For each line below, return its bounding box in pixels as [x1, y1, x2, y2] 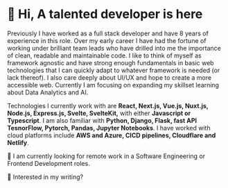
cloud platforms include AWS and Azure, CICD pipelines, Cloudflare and [7, 131, 216, 139]
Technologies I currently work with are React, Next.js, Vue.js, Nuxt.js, [7, 101, 209, 110]
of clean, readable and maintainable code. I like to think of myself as [7, 51, 202, 60]
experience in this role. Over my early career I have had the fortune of [7, 36, 207, 44]
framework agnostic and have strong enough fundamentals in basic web [7, 58, 214, 67]
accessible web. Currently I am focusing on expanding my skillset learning [7, 80, 220, 89]
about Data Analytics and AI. [7, 88, 89, 96]
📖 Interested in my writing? [7, 173, 84, 181]
